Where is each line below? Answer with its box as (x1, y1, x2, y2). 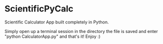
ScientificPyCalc (4, 3, 73, 14)
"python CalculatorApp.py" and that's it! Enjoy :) (4, 33, 101, 39)
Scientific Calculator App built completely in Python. (4, 19, 109, 25)
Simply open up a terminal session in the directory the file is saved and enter (4, 28, 158, 34)
